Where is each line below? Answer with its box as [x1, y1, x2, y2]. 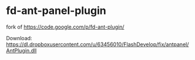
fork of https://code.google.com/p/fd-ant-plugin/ [6, 23, 125, 30]
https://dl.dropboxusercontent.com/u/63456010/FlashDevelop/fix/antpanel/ [6, 41, 189, 48]
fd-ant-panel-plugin [6, 4, 107, 17]
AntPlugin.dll [6, 47, 37, 54]
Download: [6, 34, 32, 41]
